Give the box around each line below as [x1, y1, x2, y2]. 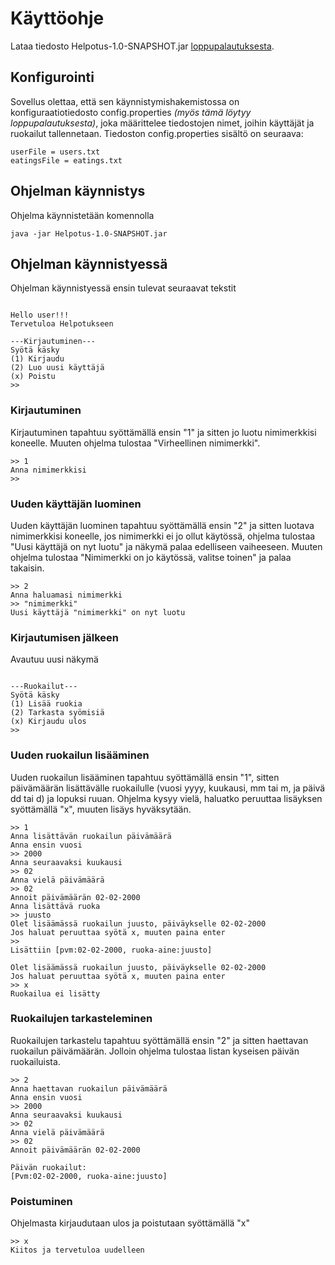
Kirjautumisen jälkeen [10, 630, 120, 644]
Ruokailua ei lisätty [10, 988, 101, 999]
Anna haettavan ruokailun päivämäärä [10, 1083, 168, 1094]
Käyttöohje [10, 7, 105, 30]
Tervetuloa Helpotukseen [10, 319, 114, 329]
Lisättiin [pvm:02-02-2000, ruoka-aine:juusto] [10, 945, 213, 955]
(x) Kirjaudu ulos [10, 717, 87, 727]
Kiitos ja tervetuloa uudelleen [10, 1245, 145, 1256]
